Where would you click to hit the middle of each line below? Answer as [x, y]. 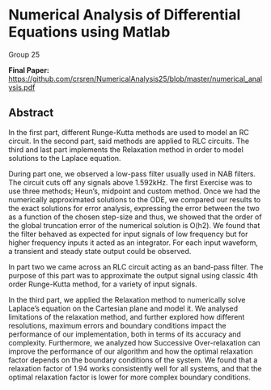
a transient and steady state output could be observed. [100, 251]
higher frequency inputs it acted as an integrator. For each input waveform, [133, 242]
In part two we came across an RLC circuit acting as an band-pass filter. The [136, 267]
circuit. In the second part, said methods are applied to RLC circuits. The [129, 141]
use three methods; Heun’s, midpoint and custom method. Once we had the [134, 191]
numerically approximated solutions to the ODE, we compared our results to [135, 199]
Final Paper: [29, 70]
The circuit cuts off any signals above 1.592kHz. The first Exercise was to [130, 182]
